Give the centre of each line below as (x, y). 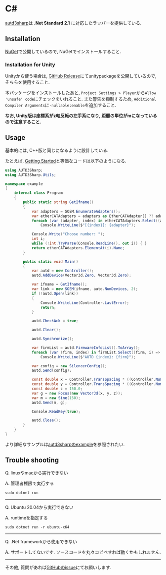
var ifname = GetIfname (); (59, 285)
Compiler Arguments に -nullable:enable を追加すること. (61, 105)
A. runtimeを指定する (26, 517)
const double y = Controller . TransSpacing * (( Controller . (93, 384)
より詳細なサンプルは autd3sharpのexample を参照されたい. (65, 444)
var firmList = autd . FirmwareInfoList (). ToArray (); (86, 347)
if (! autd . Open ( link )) (55, 293)
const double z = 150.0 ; (57, 389)
